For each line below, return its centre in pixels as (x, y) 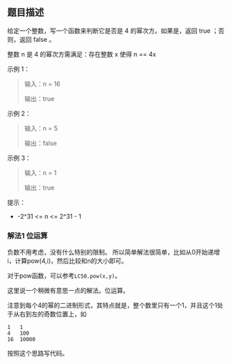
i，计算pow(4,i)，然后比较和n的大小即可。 (67, 261)
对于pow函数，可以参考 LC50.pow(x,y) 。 (64, 276)
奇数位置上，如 (65, 314)
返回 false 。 (37, 39)
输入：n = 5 (41, 128)
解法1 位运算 (27, 236)
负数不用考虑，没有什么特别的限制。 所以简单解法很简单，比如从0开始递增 (114, 252)
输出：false (40, 143)
